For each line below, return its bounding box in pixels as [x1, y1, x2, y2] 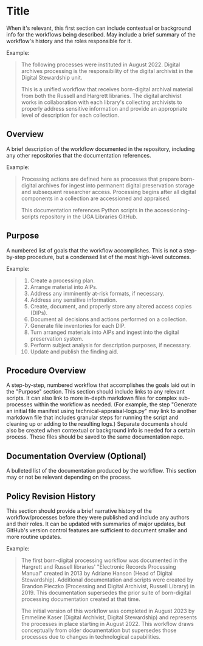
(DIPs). [30, 309, 48, 316]
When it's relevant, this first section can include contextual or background [6, 24, 191, 32]
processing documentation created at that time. [21, 596, 141, 603]
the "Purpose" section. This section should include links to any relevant [6, 388, 185, 395]
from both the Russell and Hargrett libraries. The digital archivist [21, 92, 182, 99]
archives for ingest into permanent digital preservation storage [38, 181, 194, 189]
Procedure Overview [6, 365, 86, 375]
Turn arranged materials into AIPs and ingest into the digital [30, 328, 179, 336]
